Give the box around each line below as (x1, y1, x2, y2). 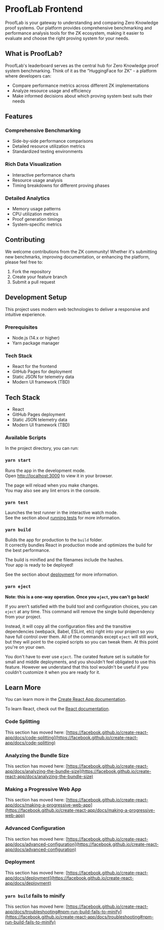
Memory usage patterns (12, 206, 61, 212)
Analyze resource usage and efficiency (12, 87, 92, 94)
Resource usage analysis (12, 177, 63, 183)
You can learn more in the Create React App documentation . (5, 697, 127, 702)
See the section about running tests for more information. (5, 515, 121, 520)
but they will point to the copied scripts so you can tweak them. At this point (5, 639, 158, 645)
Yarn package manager (12, 340, 60, 346)
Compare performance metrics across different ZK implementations (12, 82, 149, 88)
